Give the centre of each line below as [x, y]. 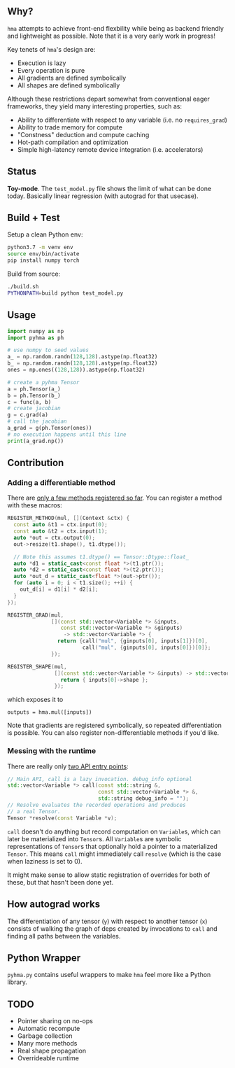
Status [22, 172]
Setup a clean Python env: [45, 234]
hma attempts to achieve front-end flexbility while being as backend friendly [115, 28]
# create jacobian [34, 409]
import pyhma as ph [36, 338]
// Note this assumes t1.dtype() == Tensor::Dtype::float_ [101, 557]
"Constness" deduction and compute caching [83, 134]
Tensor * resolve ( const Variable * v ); [62, 818]
